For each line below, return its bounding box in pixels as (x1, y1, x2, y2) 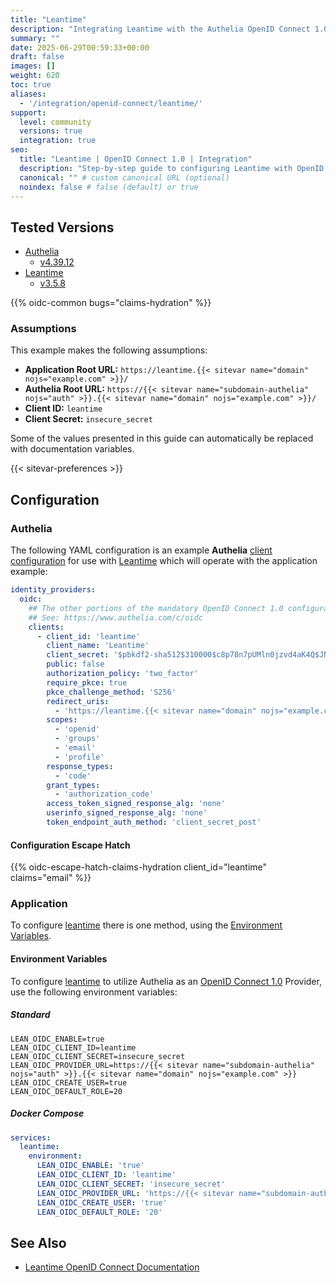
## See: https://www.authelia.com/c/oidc (28, 612, 203, 623)
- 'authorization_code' (54, 789, 155, 800)
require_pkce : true (46, 677, 128, 688)
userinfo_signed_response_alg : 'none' (46, 808, 208, 818)
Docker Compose (10, 1107, 85, 1120)
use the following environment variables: (10, 986, 178, 998)
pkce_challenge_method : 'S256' (46, 687, 177, 697)
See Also (10, 1234, 67, 1251)
